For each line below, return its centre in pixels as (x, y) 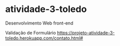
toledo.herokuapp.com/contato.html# (44, 38)
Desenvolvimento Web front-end (39, 23)
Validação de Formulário (31, 32)
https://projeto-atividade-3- (86, 32)
